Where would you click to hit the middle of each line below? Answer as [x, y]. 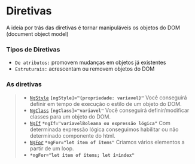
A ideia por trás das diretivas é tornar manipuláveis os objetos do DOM [93, 28]
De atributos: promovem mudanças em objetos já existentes [90, 63]
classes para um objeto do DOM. [70, 116]
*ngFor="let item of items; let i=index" [82, 155]
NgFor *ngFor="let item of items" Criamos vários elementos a [107, 142]
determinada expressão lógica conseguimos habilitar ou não [104, 129]
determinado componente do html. [72, 135]
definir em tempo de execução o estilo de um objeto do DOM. [106, 104]
